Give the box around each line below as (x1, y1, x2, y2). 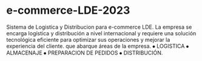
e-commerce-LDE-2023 (6, 4, 130, 17)
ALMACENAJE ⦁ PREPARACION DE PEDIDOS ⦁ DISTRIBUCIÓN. (6, 49, 163, 56)
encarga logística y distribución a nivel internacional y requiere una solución (6, 29, 197, 36)
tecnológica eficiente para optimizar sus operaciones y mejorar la (6, 36, 170, 43)
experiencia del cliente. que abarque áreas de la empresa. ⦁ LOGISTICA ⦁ (6, 42, 189, 50)
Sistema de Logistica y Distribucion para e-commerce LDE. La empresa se (6, 23, 192, 30)
